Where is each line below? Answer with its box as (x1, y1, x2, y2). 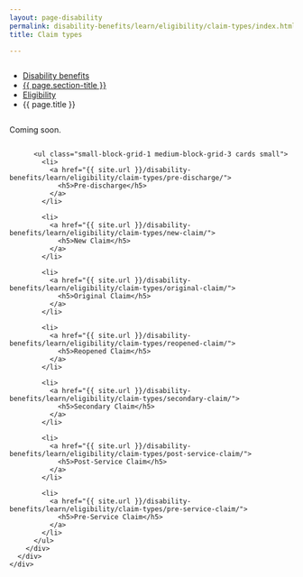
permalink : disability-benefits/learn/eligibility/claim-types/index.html (9, 22, 297, 31)
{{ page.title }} (22, 99, 76, 110)
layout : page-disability (9, 13, 103, 23)
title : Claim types (9, 30, 83, 39)
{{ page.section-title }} (22, 80, 106, 91)
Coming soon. (9, 124, 61, 135)
